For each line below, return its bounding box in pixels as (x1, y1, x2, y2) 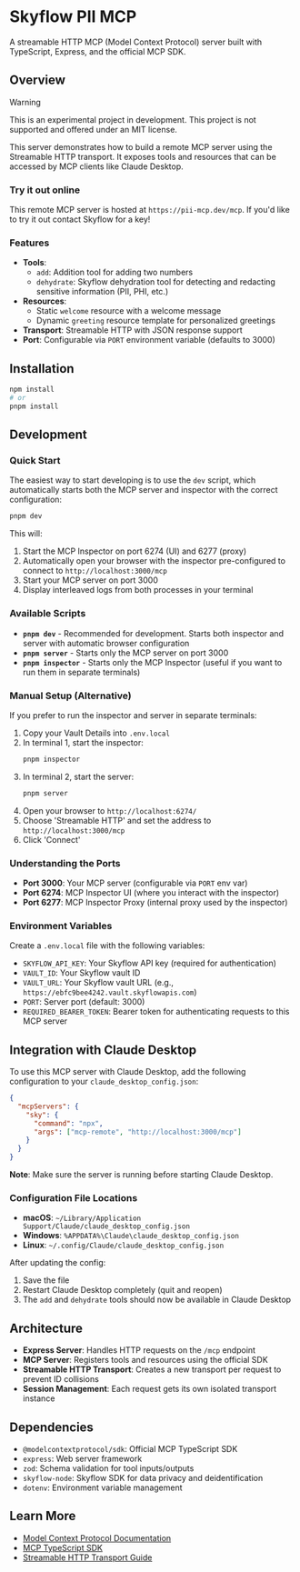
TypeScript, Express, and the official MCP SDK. (9, 45, 186, 56)
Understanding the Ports (9, 856, 121, 869)
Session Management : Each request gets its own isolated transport (22, 1384, 277, 1395)
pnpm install (9, 402, 59, 411)
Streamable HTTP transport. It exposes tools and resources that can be (9, 151, 277, 162)
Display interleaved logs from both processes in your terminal (22, 585, 254, 596)
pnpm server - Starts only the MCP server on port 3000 (22, 647, 229, 658)
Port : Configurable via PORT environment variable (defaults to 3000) (22, 335, 275, 345)
